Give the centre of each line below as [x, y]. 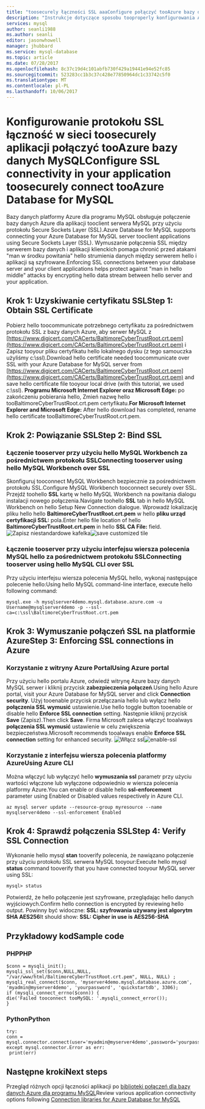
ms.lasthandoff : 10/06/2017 [42, 92]
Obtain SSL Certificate [50, 310]
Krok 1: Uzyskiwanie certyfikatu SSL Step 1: [90, 301]
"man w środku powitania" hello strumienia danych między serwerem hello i [102, 256]
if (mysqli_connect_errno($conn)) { [53, 993]
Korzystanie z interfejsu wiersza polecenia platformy [86, 756]
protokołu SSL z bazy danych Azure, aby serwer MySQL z [79, 331]
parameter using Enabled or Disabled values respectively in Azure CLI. [95, 796]
